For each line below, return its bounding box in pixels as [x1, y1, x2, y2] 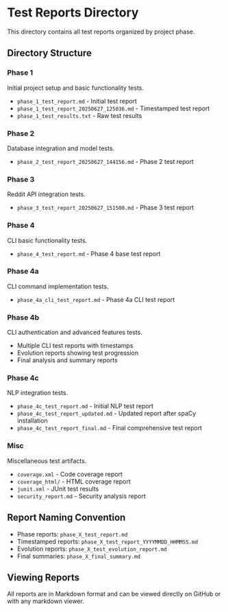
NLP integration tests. [7, 389, 68, 397]
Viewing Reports [7, 572, 80, 583]
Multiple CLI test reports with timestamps [16, 342, 134, 350]
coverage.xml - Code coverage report [16, 470, 123, 478]
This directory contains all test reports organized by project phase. [7, 27, 195, 36]
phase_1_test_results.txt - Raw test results [16, 111, 142, 119]
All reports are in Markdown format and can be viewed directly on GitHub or [7, 590, 221, 598]
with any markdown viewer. [7, 597, 84, 605]
